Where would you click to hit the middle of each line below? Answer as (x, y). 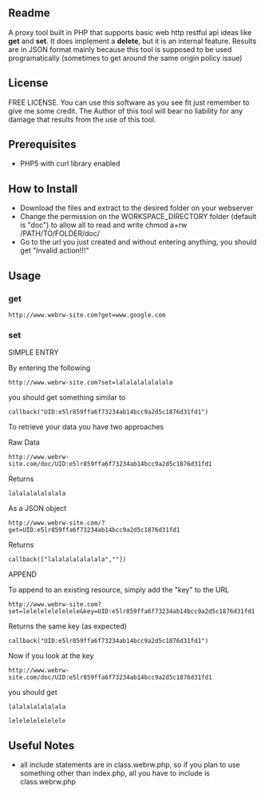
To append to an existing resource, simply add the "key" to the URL (119, 590)
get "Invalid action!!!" (54, 250)
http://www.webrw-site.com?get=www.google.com (87, 315)
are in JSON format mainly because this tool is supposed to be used (120, 49)
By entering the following (49, 368)
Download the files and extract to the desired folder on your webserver (136, 208)
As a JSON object (38, 509)
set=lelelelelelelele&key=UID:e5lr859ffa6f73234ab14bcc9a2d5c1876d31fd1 (132, 612)
